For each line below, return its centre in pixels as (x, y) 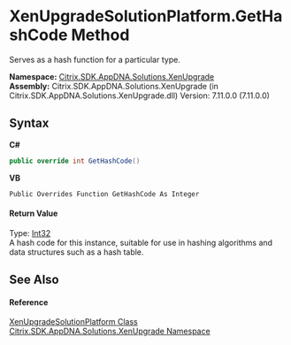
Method (100, 35)
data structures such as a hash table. (77, 252)
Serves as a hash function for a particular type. (95, 59)
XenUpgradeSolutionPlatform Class (74, 322)
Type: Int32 (30, 233)
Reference (29, 302)
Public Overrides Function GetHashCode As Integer (104, 194)
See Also (34, 280)
